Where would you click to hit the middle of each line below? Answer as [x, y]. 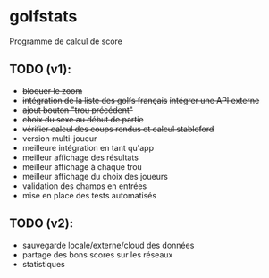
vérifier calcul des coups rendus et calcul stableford [118, 129]
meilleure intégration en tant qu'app [88, 147]
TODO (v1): [40, 69]
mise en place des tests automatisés [89, 195]
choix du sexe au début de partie [83, 119]
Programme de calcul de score [66, 41]
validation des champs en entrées [84, 186]
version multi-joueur [59, 138]
